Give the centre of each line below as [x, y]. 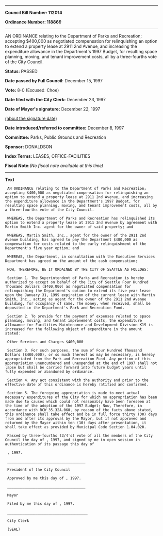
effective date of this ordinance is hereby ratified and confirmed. [77, 385]
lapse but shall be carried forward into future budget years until [76, 368]
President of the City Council [39, 470]
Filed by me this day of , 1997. [41, 504]
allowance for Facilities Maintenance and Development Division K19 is [79, 325]
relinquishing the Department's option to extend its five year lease [78, 291]
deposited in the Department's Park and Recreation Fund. [65, 308]
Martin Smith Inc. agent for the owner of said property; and [69, 227]
